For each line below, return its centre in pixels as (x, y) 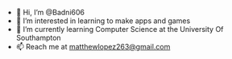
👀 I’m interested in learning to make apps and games (103, 21)
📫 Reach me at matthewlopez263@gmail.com (93, 47)
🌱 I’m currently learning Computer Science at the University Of (120, 29)
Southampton (39, 37)
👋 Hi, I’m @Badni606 (50, 12)
